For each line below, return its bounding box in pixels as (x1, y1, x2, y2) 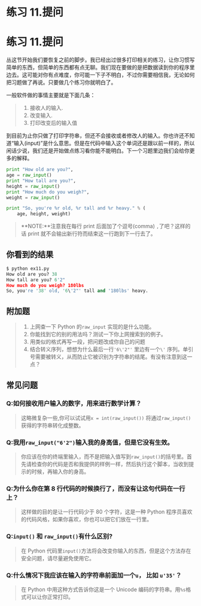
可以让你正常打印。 (26, 593, 74, 601)
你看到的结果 (6, 249, 54, 259)
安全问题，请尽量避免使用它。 (20, 554, 95, 562)
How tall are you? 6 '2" (6, 277, 66, 283)
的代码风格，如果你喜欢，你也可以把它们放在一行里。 (20, 516, 153, 523)
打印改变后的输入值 (29, 120, 78, 127)
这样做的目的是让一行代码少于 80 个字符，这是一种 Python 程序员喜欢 (20, 508, 193, 515)
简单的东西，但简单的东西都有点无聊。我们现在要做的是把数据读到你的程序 (6, 64, 190, 71)
